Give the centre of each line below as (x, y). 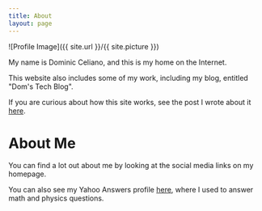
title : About (30, 16)
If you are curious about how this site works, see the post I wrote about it (130, 102)
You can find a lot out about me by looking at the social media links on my (131, 166)
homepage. (27, 174)
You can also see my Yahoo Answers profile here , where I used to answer (131, 190)
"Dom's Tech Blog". (41, 87)
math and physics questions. (56, 198)
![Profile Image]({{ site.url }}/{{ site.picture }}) (84, 46)
